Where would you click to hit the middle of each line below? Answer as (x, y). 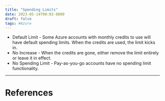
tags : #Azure (18, 23)
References (29, 93)
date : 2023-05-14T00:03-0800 (35, 14)
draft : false (18, 19)
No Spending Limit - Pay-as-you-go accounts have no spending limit (82, 63)
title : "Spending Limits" (31, 10)
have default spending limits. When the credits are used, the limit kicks (84, 43)
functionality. (25, 69)
